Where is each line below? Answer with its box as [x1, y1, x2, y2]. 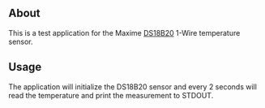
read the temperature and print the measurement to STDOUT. [8, 90, 214, 100]
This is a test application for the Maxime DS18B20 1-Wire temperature [8, 28, 241, 37]
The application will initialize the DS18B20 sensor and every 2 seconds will [8, 81, 258, 92]
